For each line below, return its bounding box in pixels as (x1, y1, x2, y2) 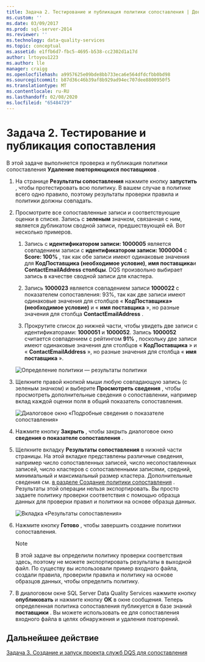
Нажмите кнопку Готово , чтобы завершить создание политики (15, 521, 181, 528)
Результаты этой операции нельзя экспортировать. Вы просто (15, 484, 179, 492)
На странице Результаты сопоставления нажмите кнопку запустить (15, 178, 197, 185)
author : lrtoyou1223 (6, 54, 59, 60)
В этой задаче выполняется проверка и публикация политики (6, 159, 168, 167)
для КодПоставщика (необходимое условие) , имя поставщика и (24, 259, 196, 267)
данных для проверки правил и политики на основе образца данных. (15, 498, 196, 505)
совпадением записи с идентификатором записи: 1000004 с (24, 246, 187, 254)
